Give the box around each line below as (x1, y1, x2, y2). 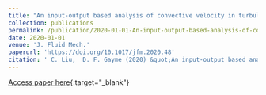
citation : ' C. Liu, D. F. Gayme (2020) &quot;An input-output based (8, 56, 246, 64)
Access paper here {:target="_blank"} (8, 77, 130, 87)
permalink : (8, 26, 44, 34)
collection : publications (8, 19, 93, 27)
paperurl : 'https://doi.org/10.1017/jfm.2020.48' (8, 48, 176, 56)
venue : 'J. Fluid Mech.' (8, 41, 90, 49)
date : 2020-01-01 (8, 33, 66, 42)
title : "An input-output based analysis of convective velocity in (8, 11, 236, 20)
